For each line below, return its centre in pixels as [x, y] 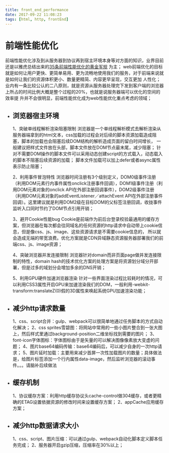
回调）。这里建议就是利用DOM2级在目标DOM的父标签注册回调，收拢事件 [87, 202]
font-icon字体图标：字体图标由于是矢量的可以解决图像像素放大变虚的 [84, 340]
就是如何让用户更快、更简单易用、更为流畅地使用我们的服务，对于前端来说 [82, 73]
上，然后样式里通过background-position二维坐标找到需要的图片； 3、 [85, 334]
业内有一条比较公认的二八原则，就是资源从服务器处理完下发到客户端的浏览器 [84, 85]
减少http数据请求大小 [46, 426]
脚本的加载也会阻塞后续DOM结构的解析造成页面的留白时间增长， [89, 141]
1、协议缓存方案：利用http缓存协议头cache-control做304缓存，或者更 [85, 396]
